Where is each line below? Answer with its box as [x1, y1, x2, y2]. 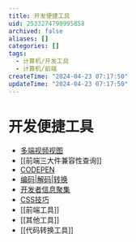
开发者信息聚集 [19, 184, 70, 195]
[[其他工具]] [19, 215, 60, 225]
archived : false [8, 27, 63, 35]
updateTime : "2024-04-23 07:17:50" [8, 80, 129, 88]
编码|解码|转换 [19, 175, 69, 184]
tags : [8, 50, 27, 58]
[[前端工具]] [19, 205, 60, 215]
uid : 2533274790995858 [8, 19, 85, 28]
